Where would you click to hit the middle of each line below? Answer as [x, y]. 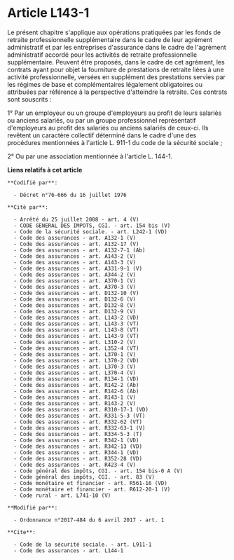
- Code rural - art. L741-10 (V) [62, 496]
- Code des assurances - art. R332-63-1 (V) [80, 428]
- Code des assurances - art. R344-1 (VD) [76, 452]
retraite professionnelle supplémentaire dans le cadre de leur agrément [110, 39]
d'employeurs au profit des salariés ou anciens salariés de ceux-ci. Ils [108, 128]
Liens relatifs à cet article [45, 170]
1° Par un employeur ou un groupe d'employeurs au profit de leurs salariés [115, 113]
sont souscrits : [29, 99]
